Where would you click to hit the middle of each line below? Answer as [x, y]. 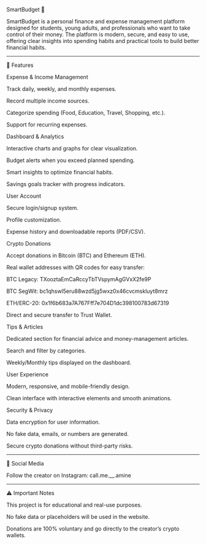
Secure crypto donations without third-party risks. [70, 446]
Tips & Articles [25, 327]
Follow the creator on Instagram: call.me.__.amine [69, 475]
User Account [24, 196]
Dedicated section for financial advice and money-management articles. [97, 339]
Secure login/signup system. [42, 208]
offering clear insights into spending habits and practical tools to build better [103, 41]
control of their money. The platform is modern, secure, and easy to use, [98, 34]
